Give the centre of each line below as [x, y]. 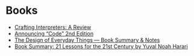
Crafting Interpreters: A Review [53, 27]
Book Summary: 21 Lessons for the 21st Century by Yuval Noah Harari [101, 46]
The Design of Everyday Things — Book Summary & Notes [87, 40]
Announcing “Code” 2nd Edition [54, 33]
